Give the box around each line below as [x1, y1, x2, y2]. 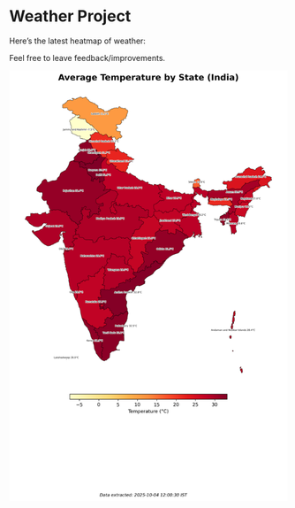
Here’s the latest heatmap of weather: [9, 35, 146, 46]
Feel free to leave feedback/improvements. [9, 52, 166, 63]
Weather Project [9, 6, 132, 27]
